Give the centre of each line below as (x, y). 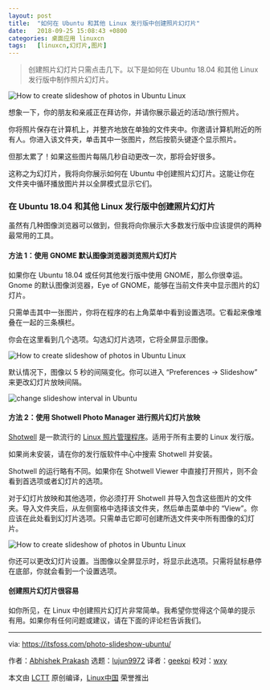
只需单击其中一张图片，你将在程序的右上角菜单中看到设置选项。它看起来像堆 (135, 312)
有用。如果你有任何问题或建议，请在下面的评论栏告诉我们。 (107, 621)
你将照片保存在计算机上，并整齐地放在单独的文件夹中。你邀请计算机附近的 (131, 129)
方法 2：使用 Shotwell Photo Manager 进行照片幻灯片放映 (104, 417)
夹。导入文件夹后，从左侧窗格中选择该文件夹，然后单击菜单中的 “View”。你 (133, 508)
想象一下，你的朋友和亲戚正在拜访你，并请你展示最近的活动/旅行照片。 (126, 113)
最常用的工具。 (33, 236)
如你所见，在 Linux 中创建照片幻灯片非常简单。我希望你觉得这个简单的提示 (132, 610)
